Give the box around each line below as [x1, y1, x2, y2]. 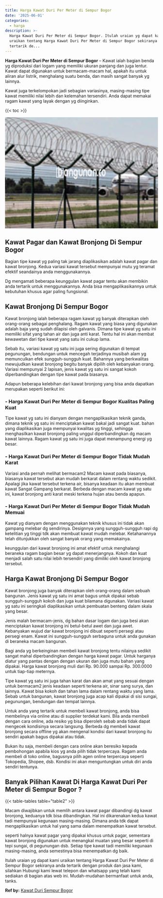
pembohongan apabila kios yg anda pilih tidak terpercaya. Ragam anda [5, 748, 147, 754]
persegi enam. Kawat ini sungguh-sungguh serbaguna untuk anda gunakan [5, 633, 156, 639]
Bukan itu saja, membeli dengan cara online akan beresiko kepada [5, 743, 137, 749]
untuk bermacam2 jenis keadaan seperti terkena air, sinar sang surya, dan [5, 683, 153, 689]
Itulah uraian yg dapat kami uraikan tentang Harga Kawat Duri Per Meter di [5, 858, 154, 863]
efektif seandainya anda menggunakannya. [5, 269, 91, 275]
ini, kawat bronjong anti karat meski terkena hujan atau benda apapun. [5, 491, 146, 497]
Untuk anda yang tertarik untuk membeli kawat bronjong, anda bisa [5, 708, 140, 714]
